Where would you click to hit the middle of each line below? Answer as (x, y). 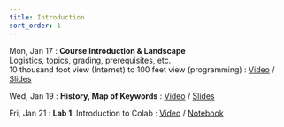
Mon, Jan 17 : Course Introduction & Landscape (97, 50)
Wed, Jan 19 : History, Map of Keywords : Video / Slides (112, 96)
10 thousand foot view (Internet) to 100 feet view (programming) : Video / (142, 69)
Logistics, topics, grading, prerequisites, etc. (90, 60)
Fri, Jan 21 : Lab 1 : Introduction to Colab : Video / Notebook (116, 113)
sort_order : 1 (35, 26)
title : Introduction (47, 17)
